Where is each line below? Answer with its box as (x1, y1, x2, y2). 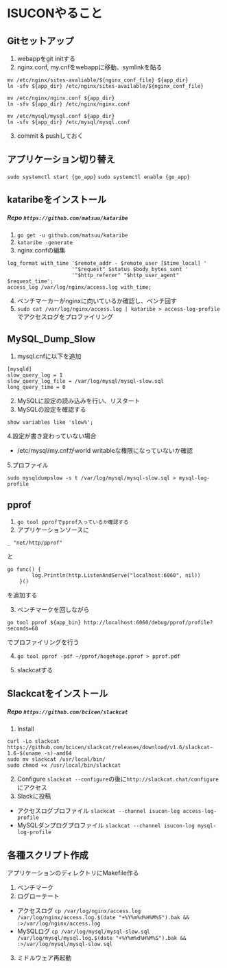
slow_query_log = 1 (7, 371, 63, 379)
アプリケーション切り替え (7, 154, 115, 165)
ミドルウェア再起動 (16, 954, 72, 962)
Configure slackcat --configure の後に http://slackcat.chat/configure (16, 775, 219, 783)
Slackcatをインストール (7, 688, 108, 700)
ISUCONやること (7, 5, 103, 21)
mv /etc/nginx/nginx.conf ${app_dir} (7, 95, 115, 102)
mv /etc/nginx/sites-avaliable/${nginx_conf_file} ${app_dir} (7, 77, 189, 84)
